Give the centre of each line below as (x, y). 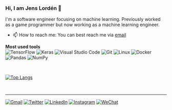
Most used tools (23, 47)
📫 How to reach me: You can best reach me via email (69, 35)
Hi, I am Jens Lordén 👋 (34, 8)
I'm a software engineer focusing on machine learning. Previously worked (83, 19)
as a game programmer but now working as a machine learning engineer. (82, 25)
